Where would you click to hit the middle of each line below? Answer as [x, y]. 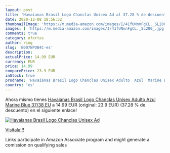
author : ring [19, 43]
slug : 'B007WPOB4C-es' [29, 47]
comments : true [21, 33]
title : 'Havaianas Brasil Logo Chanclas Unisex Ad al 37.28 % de [75, 15]
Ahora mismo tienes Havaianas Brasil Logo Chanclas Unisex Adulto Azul [80, 99]
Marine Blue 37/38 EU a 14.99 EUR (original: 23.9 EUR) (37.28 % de [75, 105]
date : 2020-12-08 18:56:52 [34, 19]
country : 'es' [20, 85]
